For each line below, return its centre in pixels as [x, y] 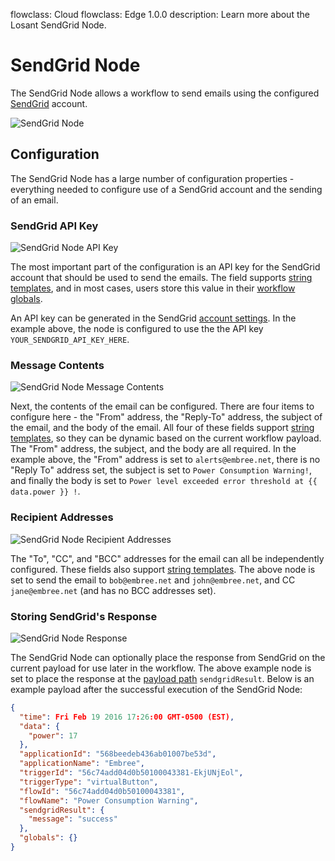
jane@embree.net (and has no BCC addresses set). [113, 590]
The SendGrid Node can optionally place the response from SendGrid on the [168, 657]
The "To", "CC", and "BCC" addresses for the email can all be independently [167, 558]
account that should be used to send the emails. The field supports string [161, 278]
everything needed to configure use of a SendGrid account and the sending [166, 189]
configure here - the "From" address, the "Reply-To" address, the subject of [166, 417]
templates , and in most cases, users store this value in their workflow [153, 288]
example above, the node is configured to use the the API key [137, 329]
